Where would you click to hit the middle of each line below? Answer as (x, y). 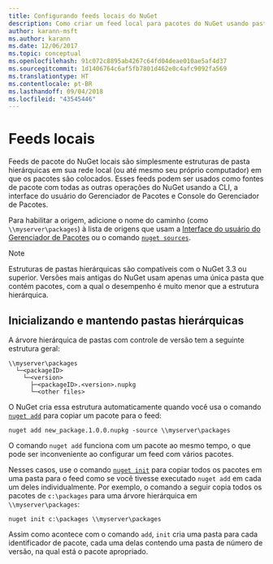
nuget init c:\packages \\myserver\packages (85, 519)
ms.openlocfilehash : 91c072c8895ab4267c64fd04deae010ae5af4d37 (118, 62)
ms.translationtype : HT (49, 76)
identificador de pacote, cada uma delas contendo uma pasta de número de (136, 543)
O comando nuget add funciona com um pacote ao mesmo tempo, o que (130, 446)
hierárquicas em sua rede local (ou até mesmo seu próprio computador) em (135, 170)
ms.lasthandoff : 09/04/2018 (56, 91)
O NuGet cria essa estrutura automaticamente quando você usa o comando (135, 407)
